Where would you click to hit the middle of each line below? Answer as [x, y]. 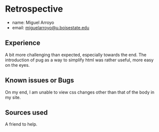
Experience [23, 43]
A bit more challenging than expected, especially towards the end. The [76, 55]
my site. [13, 97]
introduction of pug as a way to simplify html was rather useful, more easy [79, 60]
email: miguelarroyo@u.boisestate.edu [51, 27]
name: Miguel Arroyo [33, 22]
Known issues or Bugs [40, 81]
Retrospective [34, 9]
